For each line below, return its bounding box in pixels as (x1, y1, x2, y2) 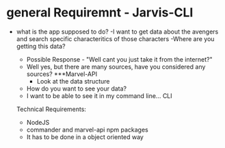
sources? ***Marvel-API (26, 70, 97, 78)
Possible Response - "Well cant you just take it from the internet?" (26, 55, 213, 63)
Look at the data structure (36, 77, 110, 85)
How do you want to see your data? (26, 84, 127, 92)
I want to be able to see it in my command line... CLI (26, 91, 172, 100)
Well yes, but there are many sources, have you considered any (26, 62, 206, 71)
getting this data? (16, 42, 66, 50)
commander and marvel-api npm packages (26, 125, 148, 134)
